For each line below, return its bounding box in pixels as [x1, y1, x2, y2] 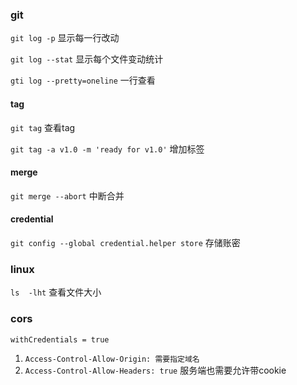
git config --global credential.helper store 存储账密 [10, 236, 241, 248]
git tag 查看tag [10, 121, 76, 133]
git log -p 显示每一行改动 [10, 32, 120, 44]
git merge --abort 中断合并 [10, 189, 125, 202]
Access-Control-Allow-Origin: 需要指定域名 [24, 354, 200, 364]
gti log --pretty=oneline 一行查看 [10, 74, 156, 87]
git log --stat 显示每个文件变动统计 [10, 53, 164, 65]
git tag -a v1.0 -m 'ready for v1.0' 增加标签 [10, 143, 205, 155]
